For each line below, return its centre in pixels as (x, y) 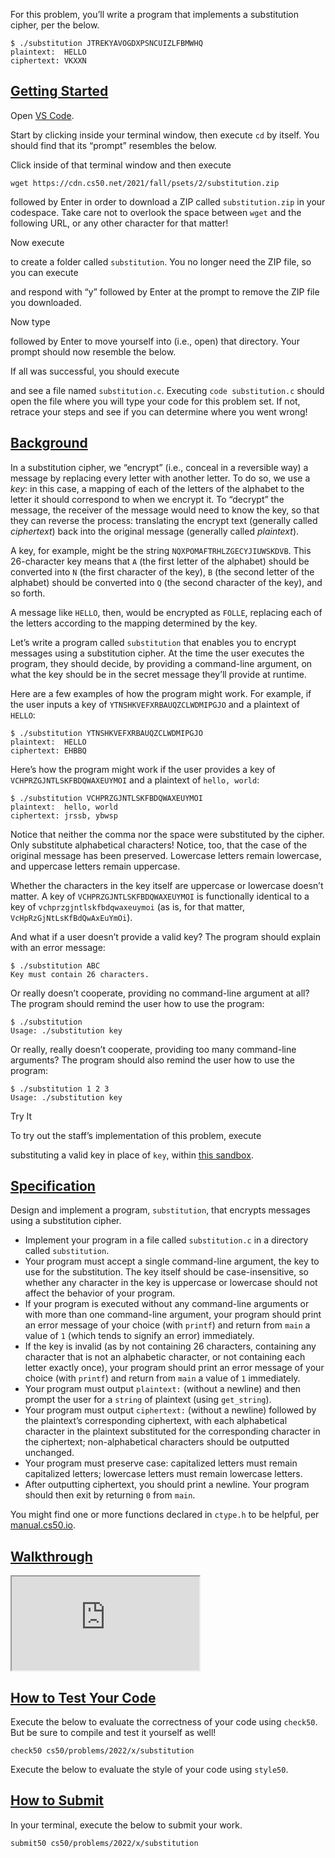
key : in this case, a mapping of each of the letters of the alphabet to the (157, 488)
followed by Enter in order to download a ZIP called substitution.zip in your (168, 201)
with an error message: (58, 947)
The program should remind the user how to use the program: (137, 1003)
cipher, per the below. (55, 25)
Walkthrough (51, 1556)
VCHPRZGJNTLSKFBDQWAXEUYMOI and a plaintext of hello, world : (135, 780)
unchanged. (49, 1453)
